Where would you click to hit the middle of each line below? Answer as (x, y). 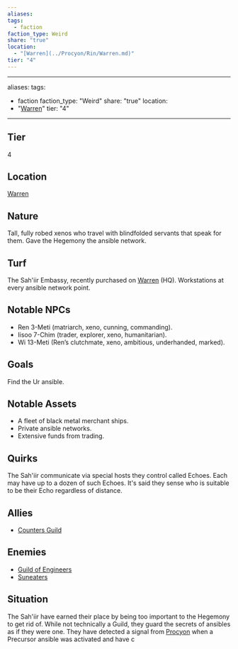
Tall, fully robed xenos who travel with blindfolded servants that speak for (114, 233)
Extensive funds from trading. (61, 436)
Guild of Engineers (45, 569)
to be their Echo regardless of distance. (65, 491)
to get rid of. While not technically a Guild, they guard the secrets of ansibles (119, 624)
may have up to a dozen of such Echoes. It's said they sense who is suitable (118, 483)
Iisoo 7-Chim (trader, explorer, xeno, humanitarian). (92, 334)
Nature (23, 216)
